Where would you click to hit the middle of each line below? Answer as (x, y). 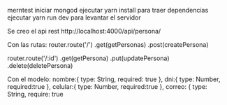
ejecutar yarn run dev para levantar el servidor (74, 17)
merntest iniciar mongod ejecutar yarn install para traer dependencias (108, 10)
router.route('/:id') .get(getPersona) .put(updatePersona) (88, 58)
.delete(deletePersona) (40, 65)
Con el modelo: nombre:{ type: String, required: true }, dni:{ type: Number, (114, 79)
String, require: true (36, 94)
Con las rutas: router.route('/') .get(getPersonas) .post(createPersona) (108, 44)
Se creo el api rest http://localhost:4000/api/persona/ (84, 31)
